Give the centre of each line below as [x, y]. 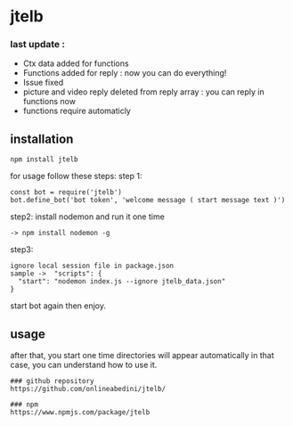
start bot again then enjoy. [58, 306]
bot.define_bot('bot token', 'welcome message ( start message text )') [148, 201]
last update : [38, 45]
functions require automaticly [77, 111]
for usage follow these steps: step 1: [76, 176]
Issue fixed [43, 83]
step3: [22, 250]
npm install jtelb [44, 160]
